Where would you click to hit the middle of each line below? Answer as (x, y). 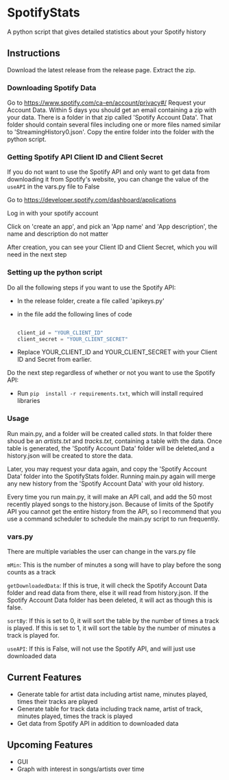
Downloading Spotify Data (52, 87)
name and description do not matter (58, 234)
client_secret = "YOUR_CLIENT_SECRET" (72, 339)
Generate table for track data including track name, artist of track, (110, 708)
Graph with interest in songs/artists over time (81, 769)
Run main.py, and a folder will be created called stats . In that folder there (110, 433)
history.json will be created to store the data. (70, 455)
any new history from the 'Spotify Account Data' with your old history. (106, 484)
